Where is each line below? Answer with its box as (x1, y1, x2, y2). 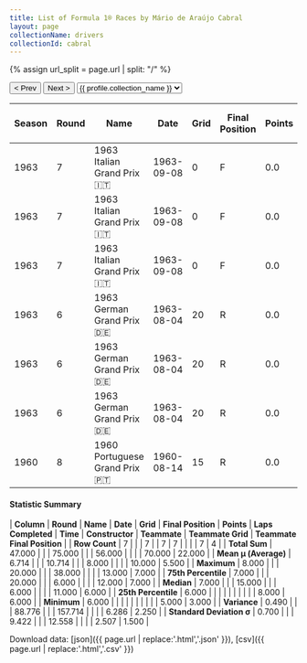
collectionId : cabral (9, 38, 92, 48)
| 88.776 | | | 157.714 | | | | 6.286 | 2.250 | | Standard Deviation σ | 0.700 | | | (9, 606, 294, 617)
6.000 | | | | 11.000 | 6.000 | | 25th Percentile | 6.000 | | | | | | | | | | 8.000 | (9, 587, 285, 598)
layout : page (9, 22, 59, 31)
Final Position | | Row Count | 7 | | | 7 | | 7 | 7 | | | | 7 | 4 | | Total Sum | (9, 539, 272, 550)
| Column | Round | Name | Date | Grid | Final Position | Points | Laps (9, 519, 273, 530)
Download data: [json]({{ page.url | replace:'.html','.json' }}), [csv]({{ (9, 634, 265, 645)
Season (14, 117, 48, 130)
